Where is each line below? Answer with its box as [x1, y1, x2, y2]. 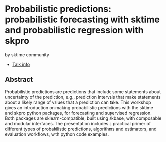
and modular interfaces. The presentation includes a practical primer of [5, 120, 151, 126]
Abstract [5, 75, 33, 84]
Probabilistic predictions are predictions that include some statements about [5, 88, 161, 95]
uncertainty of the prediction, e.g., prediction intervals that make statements [5, 94, 161, 100]
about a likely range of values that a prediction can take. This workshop [5, 99, 151, 105]
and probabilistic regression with [5, 25, 144, 36]
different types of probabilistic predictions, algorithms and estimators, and [5, 126, 157, 132]
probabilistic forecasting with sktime [5, 14, 160, 25]
